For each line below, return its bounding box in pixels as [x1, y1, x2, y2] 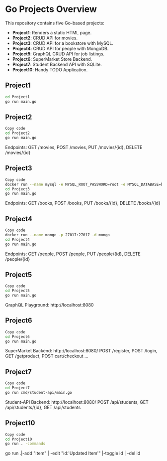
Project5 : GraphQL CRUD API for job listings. [12, 51, 105, 57]
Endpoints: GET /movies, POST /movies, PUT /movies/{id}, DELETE [5, 144, 143, 150]
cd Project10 [5, 437, 32, 442]
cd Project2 [5, 131, 30, 136]
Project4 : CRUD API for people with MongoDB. [12, 45, 109, 51]
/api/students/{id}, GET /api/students [5, 404, 81, 410]
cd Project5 [5, 288, 30, 294]
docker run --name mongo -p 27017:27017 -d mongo [5, 232, 110, 237]
